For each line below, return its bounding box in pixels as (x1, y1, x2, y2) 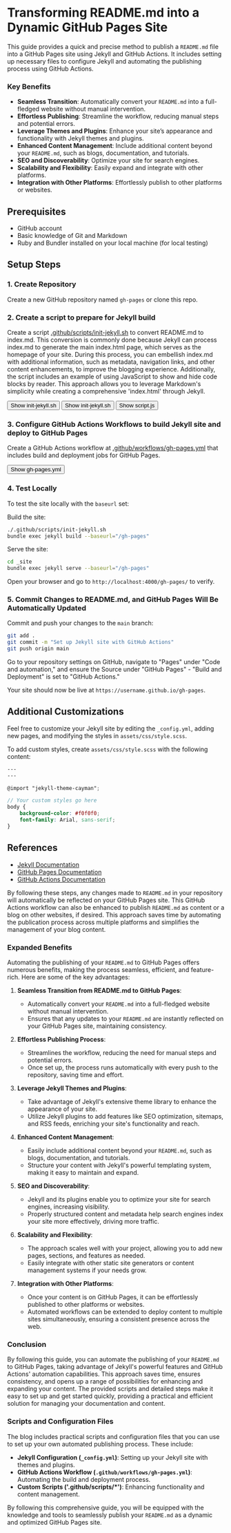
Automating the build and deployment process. (17, 1475, 151, 1483)
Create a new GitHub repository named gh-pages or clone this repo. (7, 295, 198, 304)
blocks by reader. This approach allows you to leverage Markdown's (7, 380, 201, 388)
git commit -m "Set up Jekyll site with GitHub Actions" (7, 639, 174, 646)
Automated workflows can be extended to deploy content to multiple (27, 1307, 223, 1316)
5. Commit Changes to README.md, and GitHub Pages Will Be (7, 595, 219, 605)
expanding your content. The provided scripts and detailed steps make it (7, 1385, 214, 1393)
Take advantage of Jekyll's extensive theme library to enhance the (27, 1097, 217, 1105)
